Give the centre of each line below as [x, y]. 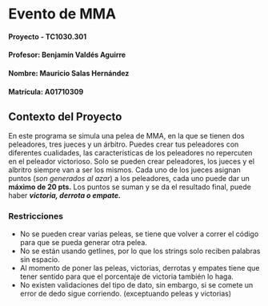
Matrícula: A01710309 [46, 91]
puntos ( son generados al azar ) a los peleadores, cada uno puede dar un [129, 179]
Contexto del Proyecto [65, 117]
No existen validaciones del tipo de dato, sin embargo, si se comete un [136, 284]
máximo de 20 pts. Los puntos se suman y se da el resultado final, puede [130, 187]
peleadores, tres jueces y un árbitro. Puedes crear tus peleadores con [124, 144]
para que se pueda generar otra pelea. [84, 242]
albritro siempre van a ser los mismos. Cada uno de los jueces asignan [125, 170]
